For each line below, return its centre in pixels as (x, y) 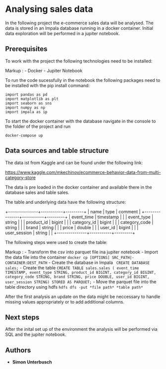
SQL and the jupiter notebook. (36, 335)
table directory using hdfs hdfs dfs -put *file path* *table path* (74, 287)
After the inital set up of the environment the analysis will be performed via (81, 329)
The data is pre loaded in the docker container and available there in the (79, 187)
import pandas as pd (27, 94)
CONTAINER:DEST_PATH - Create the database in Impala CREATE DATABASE (78, 262)
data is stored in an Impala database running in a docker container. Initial (79, 28)
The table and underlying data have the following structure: (66, 202)
